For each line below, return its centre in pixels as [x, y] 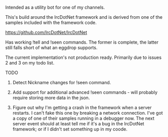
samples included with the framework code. [51, 23]
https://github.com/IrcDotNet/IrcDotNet [46, 32]
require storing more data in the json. [51, 98]
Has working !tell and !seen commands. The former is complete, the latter [82, 42]
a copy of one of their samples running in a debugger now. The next [83, 118]
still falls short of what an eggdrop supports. [51, 47]
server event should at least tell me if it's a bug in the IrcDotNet [78, 124]
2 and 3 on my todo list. [30, 63]
